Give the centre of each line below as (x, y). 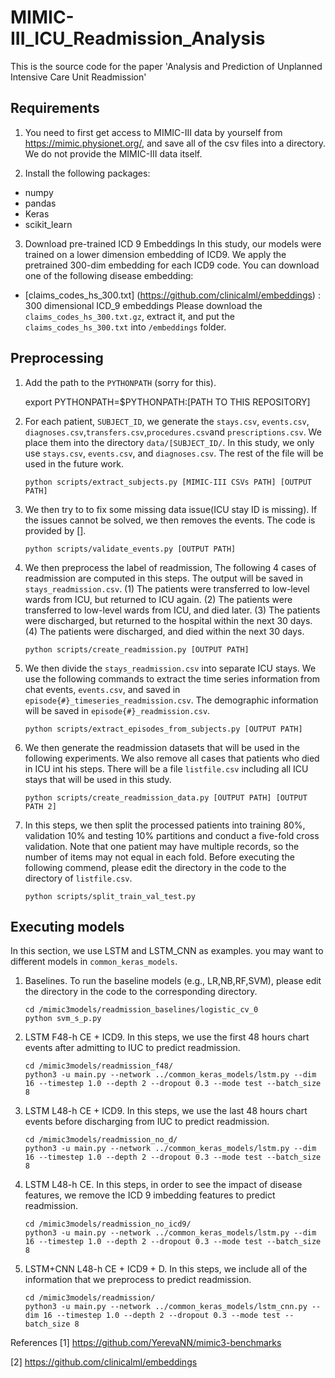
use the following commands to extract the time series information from (172, 678)
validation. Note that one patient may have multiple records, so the (162, 846)
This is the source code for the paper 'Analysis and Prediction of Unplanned (166, 66)
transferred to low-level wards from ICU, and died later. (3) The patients (172, 610)
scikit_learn (48, 224)
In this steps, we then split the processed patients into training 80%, (165, 825)
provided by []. (55, 530)
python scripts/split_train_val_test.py (110, 896)
